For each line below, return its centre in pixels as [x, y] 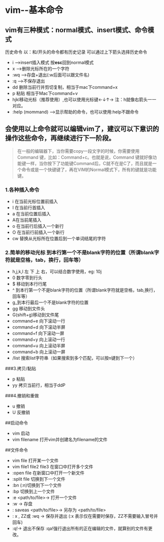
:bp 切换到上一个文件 [33, 492]
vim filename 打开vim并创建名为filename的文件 [60, 440]
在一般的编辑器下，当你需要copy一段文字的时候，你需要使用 [78, 151]
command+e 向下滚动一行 [39, 321]
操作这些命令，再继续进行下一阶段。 [60, 138]
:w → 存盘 [22, 504]
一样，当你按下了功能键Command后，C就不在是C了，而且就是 [89, 163]
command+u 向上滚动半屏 [39, 346]
